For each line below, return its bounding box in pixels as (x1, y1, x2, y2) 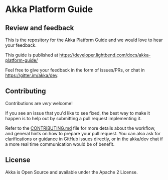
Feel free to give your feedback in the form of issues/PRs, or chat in (5, 67, 145, 73)
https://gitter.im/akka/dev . (5, 72, 59, 78)
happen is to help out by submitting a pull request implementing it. (5, 115, 142, 121)
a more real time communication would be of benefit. (5, 141, 115, 147)
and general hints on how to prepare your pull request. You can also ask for (5, 130, 161, 136)
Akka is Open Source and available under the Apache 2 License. (5, 169, 138, 175)
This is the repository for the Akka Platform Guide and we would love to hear (5, 37, 163, 43)
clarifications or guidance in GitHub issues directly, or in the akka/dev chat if (5, 136, 163, 142)
